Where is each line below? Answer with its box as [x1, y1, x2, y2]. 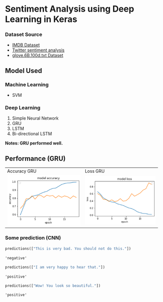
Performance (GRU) [5, 154, 66, 162]
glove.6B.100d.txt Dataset [12, 53, 64, 58]
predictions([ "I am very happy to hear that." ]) [5, 265, 105, 269]
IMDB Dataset [12, 42, 40, 48]
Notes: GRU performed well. [5, 140, 63, 146]
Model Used [5, 67, 42, 75]
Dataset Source [5, 31, 43, 38]
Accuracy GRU [7, 168, 37, 174]
